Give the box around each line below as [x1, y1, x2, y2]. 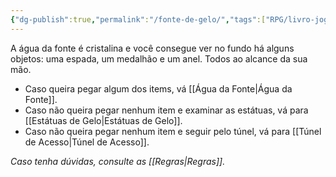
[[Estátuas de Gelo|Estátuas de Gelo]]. [24, 114, 183, 126]
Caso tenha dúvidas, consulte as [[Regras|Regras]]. [10, 155, 226, 167]
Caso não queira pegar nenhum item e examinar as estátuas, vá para [24, 104, 309, 116]
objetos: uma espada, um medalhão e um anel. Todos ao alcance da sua [10, 52, 308, 65]
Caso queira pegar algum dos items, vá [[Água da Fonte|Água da [24, 82, 293, 95]
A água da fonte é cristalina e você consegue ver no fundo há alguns [10, 42, 295, 54]
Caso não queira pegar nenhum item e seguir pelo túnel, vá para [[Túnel [24, 125, 322, 137]
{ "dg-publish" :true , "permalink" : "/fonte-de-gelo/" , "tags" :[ [10, 14, 267, 25]
